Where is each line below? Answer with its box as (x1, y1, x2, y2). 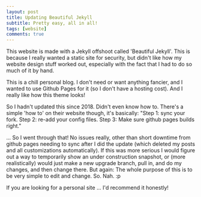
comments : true (6, 31, 44, 37)
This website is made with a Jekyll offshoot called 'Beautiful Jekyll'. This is (6, 48, 191, 55)
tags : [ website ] (6, 25, 47, 32)
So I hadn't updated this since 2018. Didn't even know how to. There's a (6, 103, 184, 110)
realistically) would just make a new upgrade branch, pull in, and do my (6, 160, 182, 167)
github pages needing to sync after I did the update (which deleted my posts (6, 140, 196, 148)
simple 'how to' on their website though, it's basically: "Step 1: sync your (6, 110, 185, 117)
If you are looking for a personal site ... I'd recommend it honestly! (6, 184, 169, 192)
